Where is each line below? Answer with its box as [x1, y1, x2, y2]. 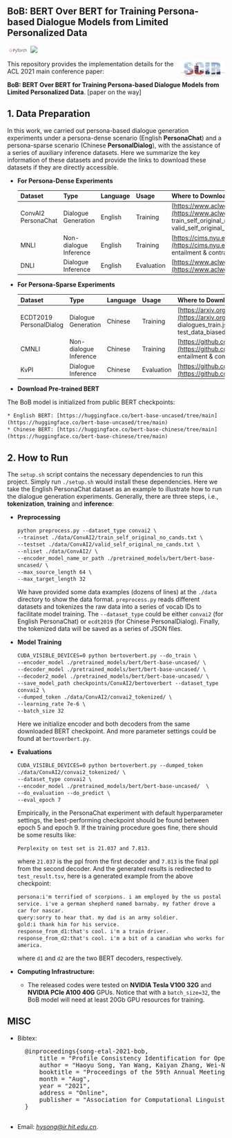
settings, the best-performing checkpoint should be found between [17, 816, 209, 824]
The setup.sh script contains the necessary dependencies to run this [7, 470, 204, 478]
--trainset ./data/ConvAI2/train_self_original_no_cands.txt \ [17, 534, 204, 541]
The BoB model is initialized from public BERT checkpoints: [7, 398, 175, 407]
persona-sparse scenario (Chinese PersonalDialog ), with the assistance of [7, 141, 221, 149]
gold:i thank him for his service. [17, 921, 120, 928]
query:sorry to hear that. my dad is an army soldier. [17, 914, 179, 921]
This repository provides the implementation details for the [7, 59, 174, 68]
